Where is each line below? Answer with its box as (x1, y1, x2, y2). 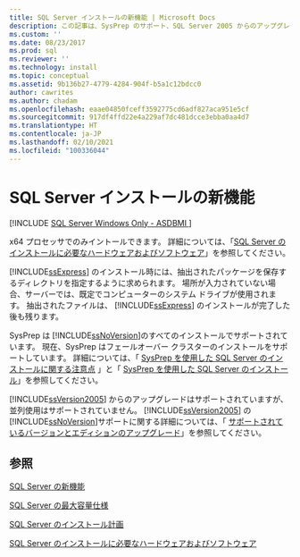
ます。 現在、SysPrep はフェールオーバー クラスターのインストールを (16, 341, 272, 351)
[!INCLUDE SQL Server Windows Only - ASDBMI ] (9, 217, 192, 228)
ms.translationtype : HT (9, 122, 98, 131)
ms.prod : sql (9, 46, 58, 55)
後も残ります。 (9, 310, 64, 322)
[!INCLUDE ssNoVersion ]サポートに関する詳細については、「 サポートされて (9, 416, 284, 426)
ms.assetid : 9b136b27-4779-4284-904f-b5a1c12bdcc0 (9, 80, 202, 89)
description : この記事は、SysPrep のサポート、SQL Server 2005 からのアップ (9, 21, 277, 30)
